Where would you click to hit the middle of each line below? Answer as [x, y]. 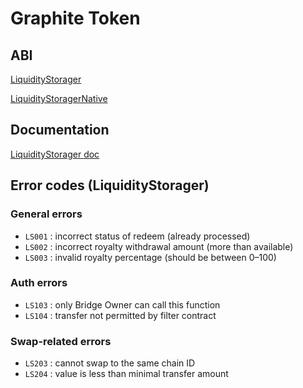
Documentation [60, 130]
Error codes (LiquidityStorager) [110, 185]
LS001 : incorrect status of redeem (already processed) [137, 236]
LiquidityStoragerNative [59, 98]
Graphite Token [75, 18]
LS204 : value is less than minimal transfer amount [126, 374]
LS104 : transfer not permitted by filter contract [120, 315]
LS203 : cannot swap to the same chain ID [110, 363]
